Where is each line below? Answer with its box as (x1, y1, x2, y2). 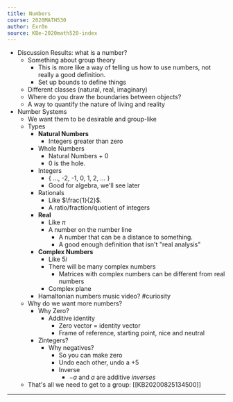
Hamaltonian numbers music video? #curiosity (37, 292, 171, 301)
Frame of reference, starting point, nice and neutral (58, 329, 205, 337)
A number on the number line (48, 226, 132, 234)
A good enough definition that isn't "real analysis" (58, 240, 201, 249)
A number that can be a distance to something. (58, 233, 193, 242)
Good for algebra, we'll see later (48, 181, 140, 190)
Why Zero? (37, 307, 69, 315)
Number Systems (17, 108, 67, 116)
